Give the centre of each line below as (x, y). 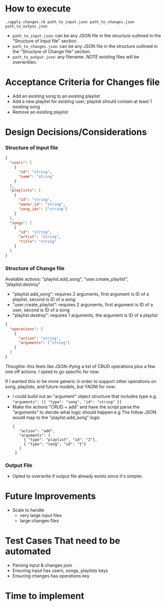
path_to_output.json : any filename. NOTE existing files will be (76, 57)
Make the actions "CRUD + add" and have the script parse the (76, 406)
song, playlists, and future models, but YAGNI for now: (61, 387)
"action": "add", (37, 431)
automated (28, 551)
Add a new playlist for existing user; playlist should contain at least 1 (82, 101)
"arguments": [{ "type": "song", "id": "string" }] (67, 402)
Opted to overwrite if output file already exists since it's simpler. (78, 476)
